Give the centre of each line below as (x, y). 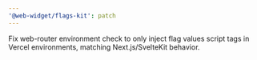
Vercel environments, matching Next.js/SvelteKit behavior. (104, 47)
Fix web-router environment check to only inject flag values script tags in (129, 38)
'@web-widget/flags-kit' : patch (62, 16)
